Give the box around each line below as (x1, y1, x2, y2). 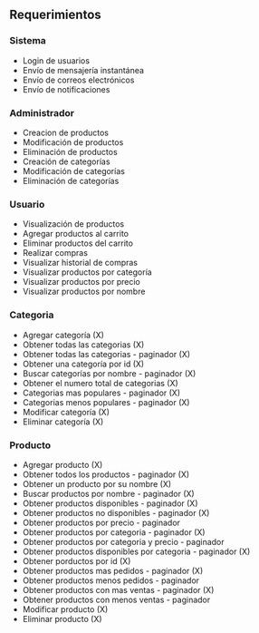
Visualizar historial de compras (22, 258, 139, 268)
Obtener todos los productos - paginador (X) (22, 469, 190, 480)
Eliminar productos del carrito (22, 238, 134, 248)
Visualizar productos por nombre (22, 286, 146, 297)
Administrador (9, 106, 75, 119)
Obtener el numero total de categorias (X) (22, 377, 178, 388)
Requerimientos (9, 7, 101, 23)
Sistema (9, 34, 47, 47)
